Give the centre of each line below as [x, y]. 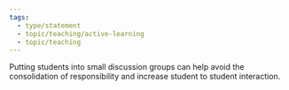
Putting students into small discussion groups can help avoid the [127, 67]
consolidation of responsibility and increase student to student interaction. [145, 77]
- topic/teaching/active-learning [81, 34]
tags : [19, 17]
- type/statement [49, 26]
